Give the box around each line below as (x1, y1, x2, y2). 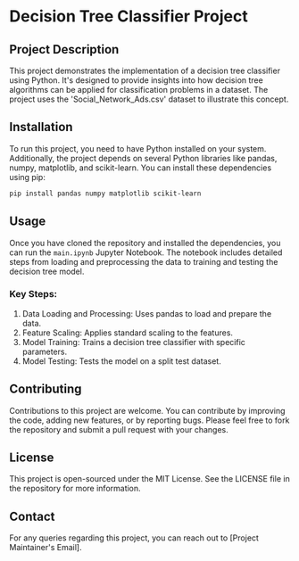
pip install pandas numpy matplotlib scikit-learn (9, 189, 202, 198)
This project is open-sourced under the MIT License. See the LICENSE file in (9, 474, 290, 484)
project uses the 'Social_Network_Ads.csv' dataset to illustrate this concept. (9, 94, 289, 104)
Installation (9, 120, 73, 135)
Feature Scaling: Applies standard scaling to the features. (21, 327, 234, 338)
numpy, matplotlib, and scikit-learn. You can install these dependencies (9, 162, 272, 173)
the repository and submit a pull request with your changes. (9, 424, 229, 434)
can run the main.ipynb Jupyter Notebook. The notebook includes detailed (9, 247, 283, 258)
